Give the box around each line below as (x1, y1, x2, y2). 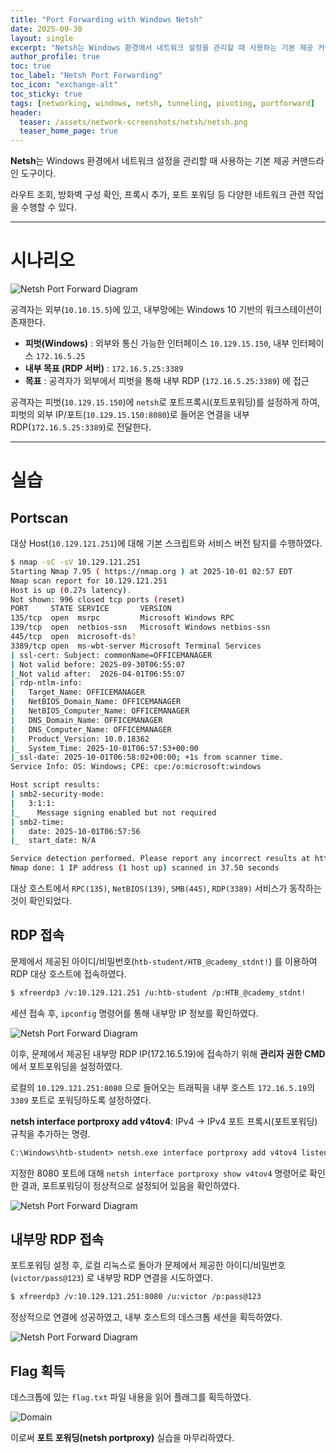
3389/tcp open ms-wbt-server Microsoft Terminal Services (10, 641, 262, 651)
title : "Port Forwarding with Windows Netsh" (10, 14, 203, 25)
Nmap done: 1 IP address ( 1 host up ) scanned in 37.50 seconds (10, 863, 280, 873)
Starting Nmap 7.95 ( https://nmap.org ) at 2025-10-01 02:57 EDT (10, 566, 293, 576)
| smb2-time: (10, 817, 65, 827)
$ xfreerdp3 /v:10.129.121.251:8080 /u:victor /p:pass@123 (10, 1292, 262, 1302)
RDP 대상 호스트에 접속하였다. (10, 967, 127, 980)
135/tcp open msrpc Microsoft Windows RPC (10, 613, 235, 623)
